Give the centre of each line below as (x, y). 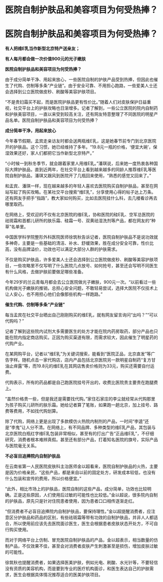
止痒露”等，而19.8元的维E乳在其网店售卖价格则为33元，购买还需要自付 (80, 366)
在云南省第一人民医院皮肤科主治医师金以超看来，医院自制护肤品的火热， (77, 466)
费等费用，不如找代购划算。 (33, 411)
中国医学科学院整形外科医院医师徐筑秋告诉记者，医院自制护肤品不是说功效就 (81, 237)
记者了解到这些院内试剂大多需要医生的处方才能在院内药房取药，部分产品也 (79, 331)
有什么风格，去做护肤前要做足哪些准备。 (45, 272)
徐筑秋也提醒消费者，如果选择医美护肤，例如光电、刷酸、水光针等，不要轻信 (81, 563)
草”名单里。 (17, 227)
